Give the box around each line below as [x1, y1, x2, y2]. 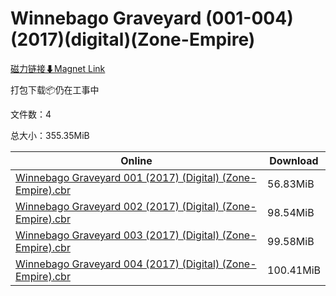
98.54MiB [267, 205, 315, 219]
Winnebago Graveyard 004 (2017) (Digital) [15, 257, 220, 271]
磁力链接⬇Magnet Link [10, 62, 106, 74]
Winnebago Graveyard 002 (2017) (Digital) [15, 199, 220, 213]
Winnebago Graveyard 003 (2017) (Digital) [15, 228, 220, 242]
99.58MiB [267, 234, 315, 248]
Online [120, 153, 153, 167]
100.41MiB [267, 263, 321, 277]
